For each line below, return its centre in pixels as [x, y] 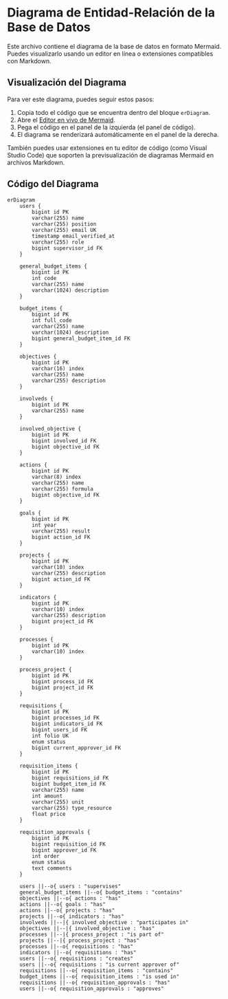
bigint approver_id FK [64, 850]
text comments [52, 868]
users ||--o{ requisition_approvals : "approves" [92, 989]
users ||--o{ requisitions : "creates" [77, 958]
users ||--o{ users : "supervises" [70, 886]
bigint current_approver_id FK [77, 748]
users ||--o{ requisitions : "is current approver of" [100, 965]
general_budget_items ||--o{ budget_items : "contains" [101, 892]
